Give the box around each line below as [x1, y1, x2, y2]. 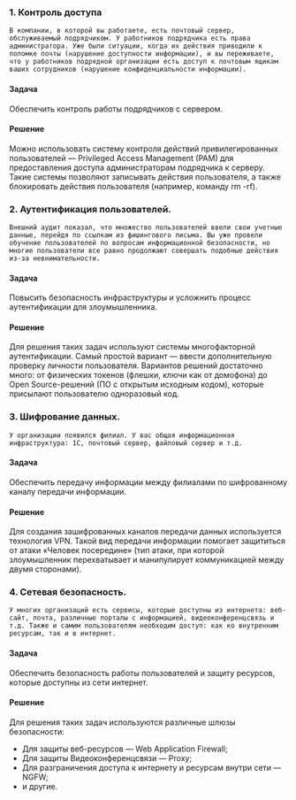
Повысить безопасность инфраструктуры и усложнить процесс [9, 292, 252, 303]
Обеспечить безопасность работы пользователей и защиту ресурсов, [9, 667, 276, 678]
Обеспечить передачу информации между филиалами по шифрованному [9, 476, 288, 488]
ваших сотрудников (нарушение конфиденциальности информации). [9, 65, 247, 74]
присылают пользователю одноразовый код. [9, 388, 179, 399]
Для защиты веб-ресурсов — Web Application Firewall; [21, 743, 228, 754]
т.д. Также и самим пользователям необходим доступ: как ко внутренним [9, 621, 278, 630]
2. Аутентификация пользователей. [9, 203, 172, 215]
